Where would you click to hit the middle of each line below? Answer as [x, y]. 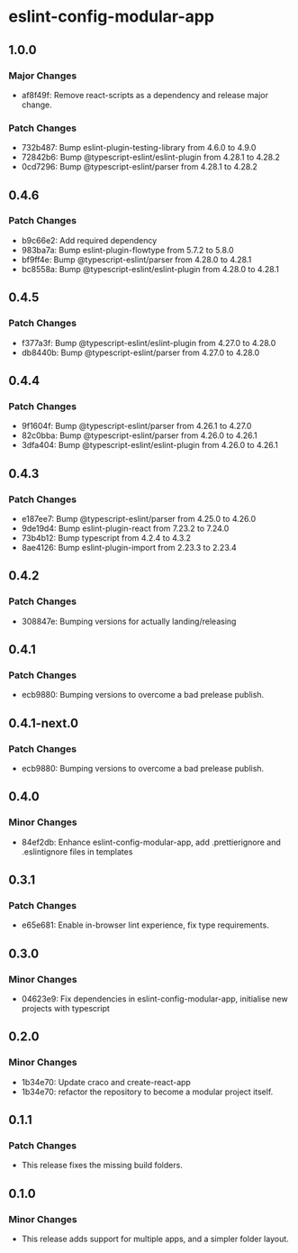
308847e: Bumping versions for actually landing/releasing [129, 621]
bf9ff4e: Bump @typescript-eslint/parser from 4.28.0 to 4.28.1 [136, 260]
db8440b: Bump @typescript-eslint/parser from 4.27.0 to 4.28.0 [140, 352]
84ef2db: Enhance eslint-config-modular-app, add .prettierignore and [151, 842]
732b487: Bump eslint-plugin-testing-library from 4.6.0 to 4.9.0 [139, 148]
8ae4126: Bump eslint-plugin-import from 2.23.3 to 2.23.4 [129, 547]
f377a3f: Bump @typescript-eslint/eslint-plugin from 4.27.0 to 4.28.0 [149, 343]
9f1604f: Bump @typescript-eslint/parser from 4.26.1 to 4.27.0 [136, 426]
